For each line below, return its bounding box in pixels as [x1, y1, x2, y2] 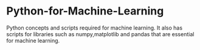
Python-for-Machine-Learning [6, 4, 164, 18]
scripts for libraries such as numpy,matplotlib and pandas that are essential [6, 30, 195, 37]
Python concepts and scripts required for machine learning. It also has [6, 24, 183, 31]
